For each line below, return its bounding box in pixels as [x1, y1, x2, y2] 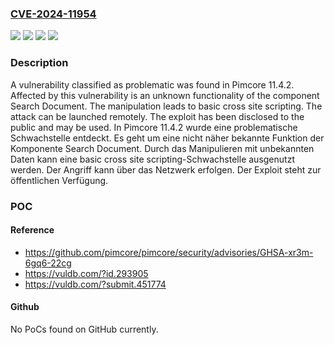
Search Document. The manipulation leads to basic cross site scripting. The [10, 100, 323, 112]
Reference [10, 224, 55, 236]
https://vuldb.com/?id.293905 [24, 267, 149, 279]
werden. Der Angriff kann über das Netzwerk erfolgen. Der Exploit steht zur [10, 163, 322, 176]
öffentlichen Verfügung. [10, 174, 109, 186]
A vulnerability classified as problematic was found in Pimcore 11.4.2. [10, 78, 295, 91]
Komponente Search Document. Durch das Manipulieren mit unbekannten [10, 142, 315, 154]
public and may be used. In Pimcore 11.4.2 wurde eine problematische [10, 121, 298, 133]
